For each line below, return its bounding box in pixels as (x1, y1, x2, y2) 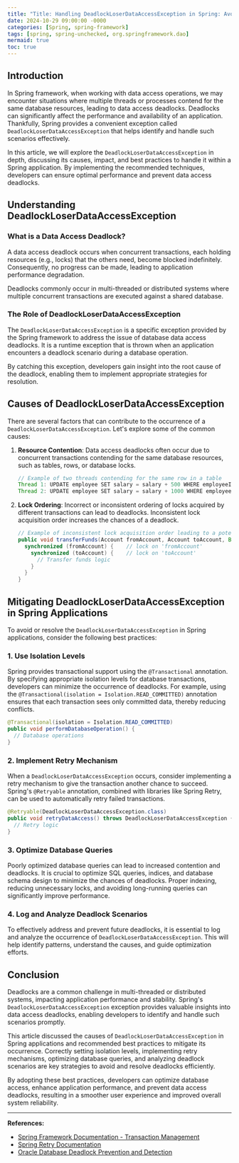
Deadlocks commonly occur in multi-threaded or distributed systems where (7, 284, 230, 293)
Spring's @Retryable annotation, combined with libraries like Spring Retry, (7, 787, 222, 796)
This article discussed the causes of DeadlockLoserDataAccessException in (7, 1032, 224, 1041)
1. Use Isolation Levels (7, 651, 85, 661)
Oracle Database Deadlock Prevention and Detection (17, 1148, 173, 1157)
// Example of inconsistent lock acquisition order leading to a (17, 530, 216, 537)
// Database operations (14, 732, 84, 739)
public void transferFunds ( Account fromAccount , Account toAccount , (17, 536, 225, 543)
